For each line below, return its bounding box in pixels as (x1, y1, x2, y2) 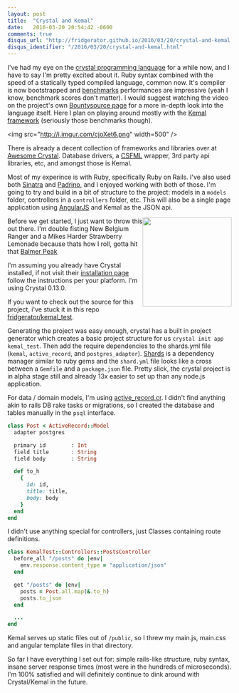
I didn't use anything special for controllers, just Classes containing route (7, 527, 222, 535)
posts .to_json (20, 595, 62, 602)
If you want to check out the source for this (7, 297, 134, 306)
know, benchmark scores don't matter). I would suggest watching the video (7, 93, 229, 102)
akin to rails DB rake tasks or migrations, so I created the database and (7, 401, 215, 409)
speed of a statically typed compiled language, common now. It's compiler (7, 78, 226, 86)
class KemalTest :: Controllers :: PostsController (7, 548, 152, 556)
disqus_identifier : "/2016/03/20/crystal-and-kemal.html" (7, 43, 183, 51)
